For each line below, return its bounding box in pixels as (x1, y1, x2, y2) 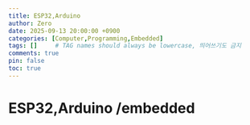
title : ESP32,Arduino (8, 11, 81, 20)
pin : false (8, 57, 45, 65)
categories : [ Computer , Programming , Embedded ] (8, 34, 163, 43)
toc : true (8, 65, 42, 73)
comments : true (8, 49, 59, 57)
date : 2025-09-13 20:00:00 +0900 (8, 27, 121, 35)
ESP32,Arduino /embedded (8, 98, 195, 117)
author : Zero (8, 19, 52, 27)
